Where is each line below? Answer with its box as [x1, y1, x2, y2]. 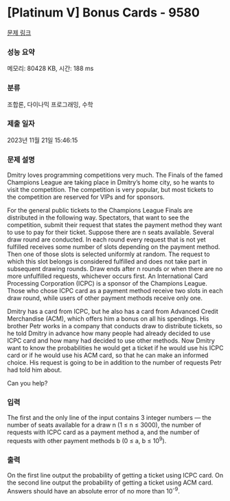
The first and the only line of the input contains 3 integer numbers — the [7, 414, 211, 422]
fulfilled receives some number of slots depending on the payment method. [7, 243, 220, 251]
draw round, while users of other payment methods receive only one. [7, 294, 203, 302]
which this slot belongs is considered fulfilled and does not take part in [7, 257, 207, 266]
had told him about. [7, 366, 62, 374]
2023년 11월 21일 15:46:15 [7, 136, 78, 144]
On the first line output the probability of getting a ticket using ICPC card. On [7, 471, 224, 480]
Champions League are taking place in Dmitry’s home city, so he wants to [7, 178, 215, 186]
